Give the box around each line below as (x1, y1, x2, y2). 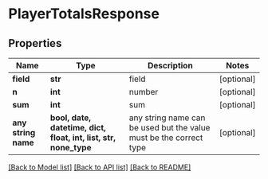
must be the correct (128, 132, 203, 143)
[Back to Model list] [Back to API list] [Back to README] (8, 162, 191, 172)
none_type (50, 142, 92, 153)
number (128, 87, 159, 97)
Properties (8, 37, 62, 50)
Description (147, 60, 193, 71)
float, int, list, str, (50, 132, 116, 143)
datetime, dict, (50, 123, 106, 133)
